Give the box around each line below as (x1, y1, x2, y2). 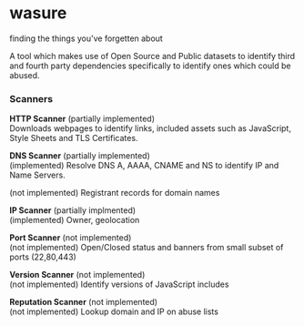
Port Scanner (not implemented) (9, 232, 132, 243)
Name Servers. (9, 169, 66, 180)
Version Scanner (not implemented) (9, 270, 146, 280)
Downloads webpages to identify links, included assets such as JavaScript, (9, 123, 291, 134)
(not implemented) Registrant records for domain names (9, 188, 220, 199)
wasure (9, 3, 67, 24)
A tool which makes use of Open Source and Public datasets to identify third (9, 50, 296, 61)
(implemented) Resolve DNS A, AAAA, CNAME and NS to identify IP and (9, 160, 279, 171)
